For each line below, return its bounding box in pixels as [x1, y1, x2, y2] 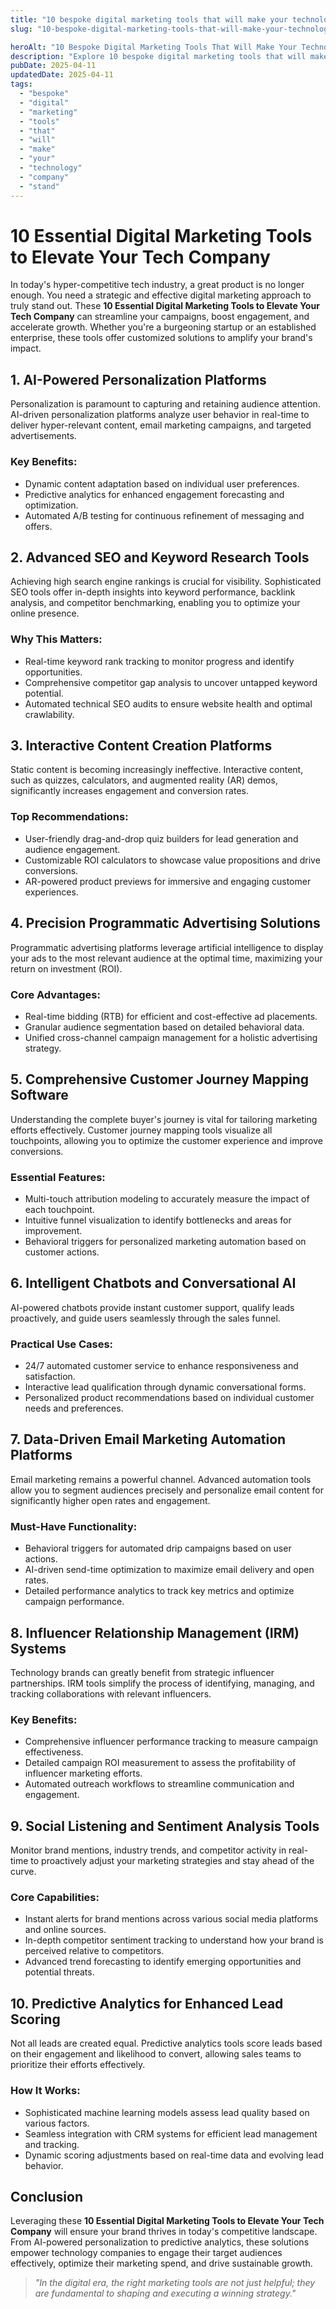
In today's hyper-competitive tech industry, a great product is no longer [10, 279, 305, 291]
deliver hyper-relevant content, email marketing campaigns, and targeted [10, 419, 312, 431]
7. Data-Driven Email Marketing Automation [10, 1431, 287, 1448]
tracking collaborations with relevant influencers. [10, 1688, 212, 1700]
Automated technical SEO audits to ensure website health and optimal [24, 697, 313, 710]
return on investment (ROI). [10, 962, 123, 975]
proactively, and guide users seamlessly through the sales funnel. [10, 1312, 281, 1324]
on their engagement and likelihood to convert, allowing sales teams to [10, 2048, 302, 2060]
